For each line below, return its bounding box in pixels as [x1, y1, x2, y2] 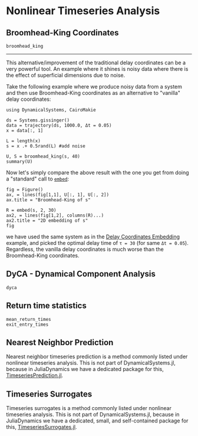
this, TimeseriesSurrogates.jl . [6, 424, 77, 431]
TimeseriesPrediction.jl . [6, 372, 64, 379]
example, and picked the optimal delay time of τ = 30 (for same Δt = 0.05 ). [6, 240, 189, 246]
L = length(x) [6, 138, 41, 144]
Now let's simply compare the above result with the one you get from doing [6, 169, 190, 176]
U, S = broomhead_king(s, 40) [6, 153, 81, 159]
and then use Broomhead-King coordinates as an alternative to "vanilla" [6, 90, 181, 96]
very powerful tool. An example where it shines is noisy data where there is [6, 65, 189, 72]
